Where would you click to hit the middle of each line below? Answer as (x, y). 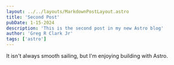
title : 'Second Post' (33, 17)
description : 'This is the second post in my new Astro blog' (85, 28)
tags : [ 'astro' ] (26, 39)
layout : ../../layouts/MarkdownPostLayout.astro (68, 12)
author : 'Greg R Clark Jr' (40, 34)
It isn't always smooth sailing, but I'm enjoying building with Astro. (87, 56)
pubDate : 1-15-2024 (30, 22)
